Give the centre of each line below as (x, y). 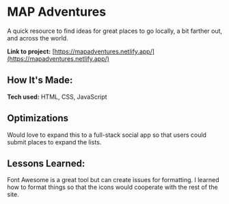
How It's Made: (40, 80)
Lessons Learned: (46, 163)
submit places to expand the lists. (54, 142)
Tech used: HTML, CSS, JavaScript (57, 97)
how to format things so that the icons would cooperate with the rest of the (112, 187)
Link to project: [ (31, 51)
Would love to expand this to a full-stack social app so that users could (107, 135)
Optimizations (38, 118)
